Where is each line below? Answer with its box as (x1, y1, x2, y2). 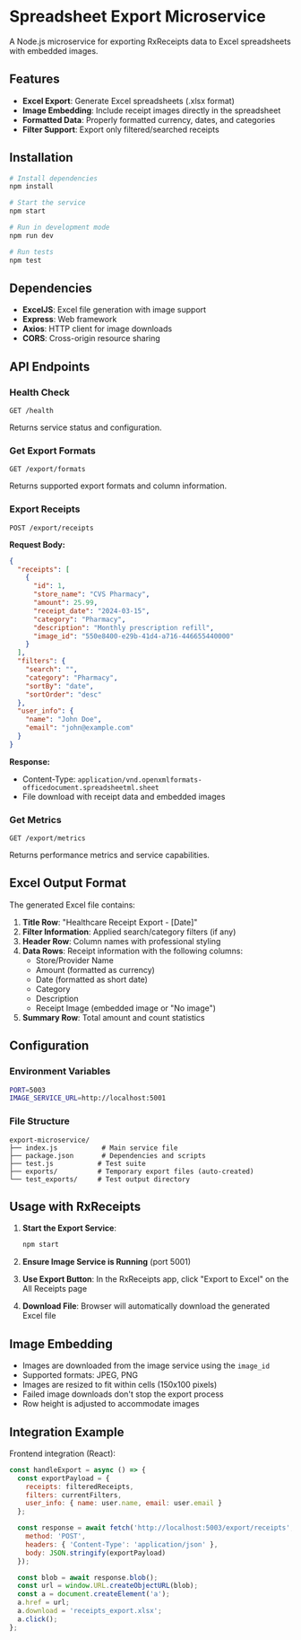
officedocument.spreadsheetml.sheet (21, 783, 159, 792)
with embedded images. (9, 45, 99, 56)
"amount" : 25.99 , (32, 599, 99, 608)
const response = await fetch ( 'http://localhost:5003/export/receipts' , (17, 1523, 295, 1532)
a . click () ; (17, 1614, 58, 1624)
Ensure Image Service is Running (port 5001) (21, 1257, 191, 1267)
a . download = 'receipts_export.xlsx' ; (17, 1607, 163, 1616)
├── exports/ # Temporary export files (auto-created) (9, 1167, 254, 1176)
